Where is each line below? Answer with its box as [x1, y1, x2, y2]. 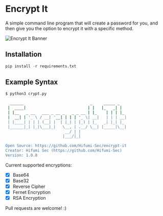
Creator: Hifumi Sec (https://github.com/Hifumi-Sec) [5, 148, 123, 153]
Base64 [12, 172, 30, 178]
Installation [5, 50, 42, 59]
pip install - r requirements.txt [5, 63, 77, 69]
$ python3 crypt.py [5, 91, 47, 97]
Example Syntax [5, 78, 58, 87]
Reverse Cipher [12, 183, 45, 189]
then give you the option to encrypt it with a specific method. [5, 25, 134, 31]
